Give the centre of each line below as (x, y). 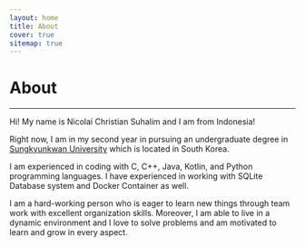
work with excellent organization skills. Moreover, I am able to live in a (140, 213)
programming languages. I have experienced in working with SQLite (136, 176)
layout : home (34, 18)
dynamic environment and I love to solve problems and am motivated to (143, 222)
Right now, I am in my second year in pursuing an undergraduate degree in (149, 139)
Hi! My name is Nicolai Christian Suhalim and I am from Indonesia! (133, 122)
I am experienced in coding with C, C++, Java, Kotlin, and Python (131, 167)
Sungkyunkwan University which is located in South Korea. (119, 149)
